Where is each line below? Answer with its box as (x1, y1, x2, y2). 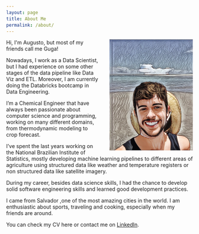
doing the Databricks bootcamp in (6, 82, 89, 89)
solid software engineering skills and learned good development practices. (6, 185, 188, 193)
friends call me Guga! (6, 45, 59, 53)
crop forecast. (6, 131, 41, 139)
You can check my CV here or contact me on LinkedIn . (6, 221, 139, 228)
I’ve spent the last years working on (6, 143, 94, 150)
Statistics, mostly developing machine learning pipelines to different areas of (6, 155, 193, 162)
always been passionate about (6, 106, 81, 113)
